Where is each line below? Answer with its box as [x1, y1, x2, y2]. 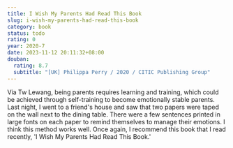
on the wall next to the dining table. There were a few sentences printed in [7, 110, 221, 119]
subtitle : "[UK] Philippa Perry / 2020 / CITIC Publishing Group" [13, 68, 211, 75]
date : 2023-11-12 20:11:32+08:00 [7, 50, 105, 57]
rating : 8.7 [13, 62, 49, 69]
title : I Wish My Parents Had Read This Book [7, 10, 142, 17]
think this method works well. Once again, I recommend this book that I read [7, 125, 227, 133]
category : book [7, 23, 52, 30]
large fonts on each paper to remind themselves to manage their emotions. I [7, 117, 225, 126]
